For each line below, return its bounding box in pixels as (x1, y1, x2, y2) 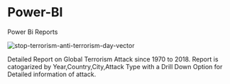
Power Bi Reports (7, 28, 58, 36)
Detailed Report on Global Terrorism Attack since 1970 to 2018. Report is (7, 54, 219, 64)
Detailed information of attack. (7, 70, 97, 78)
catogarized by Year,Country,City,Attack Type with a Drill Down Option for (7, 62, 223, 71)
